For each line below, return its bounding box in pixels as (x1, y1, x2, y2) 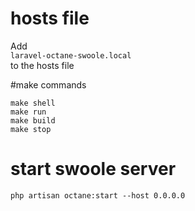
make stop (10, 124, 52, 134)
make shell (10, 98, 56, 108)
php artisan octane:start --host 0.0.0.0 (10, 190, 186, 201)
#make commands (10, 78, 87, 91)
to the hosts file (10, 59, 75, 71)
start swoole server (10, 158, 177, 181)
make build (10, 115, 56, 126)
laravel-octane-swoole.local (10, 50, 132, 61)
